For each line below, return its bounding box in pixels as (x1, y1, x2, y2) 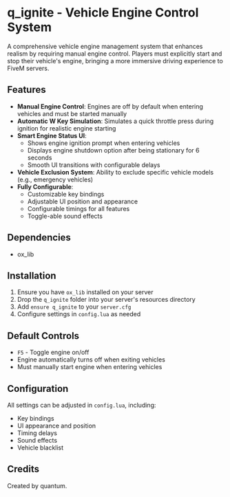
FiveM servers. (7, 64, 50, 72)
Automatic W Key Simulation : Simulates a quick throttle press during (17, 117, 214, 125)
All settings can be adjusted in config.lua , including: (7, 401, 156, 409)
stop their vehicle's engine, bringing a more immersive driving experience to (7, 56, 224, 65)
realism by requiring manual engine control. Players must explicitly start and (7, 49, 222, 58)
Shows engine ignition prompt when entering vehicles (27, 139, 180, 147)
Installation (7, 269, 56, 281)
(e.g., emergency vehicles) (17, 175, 94, 184)
